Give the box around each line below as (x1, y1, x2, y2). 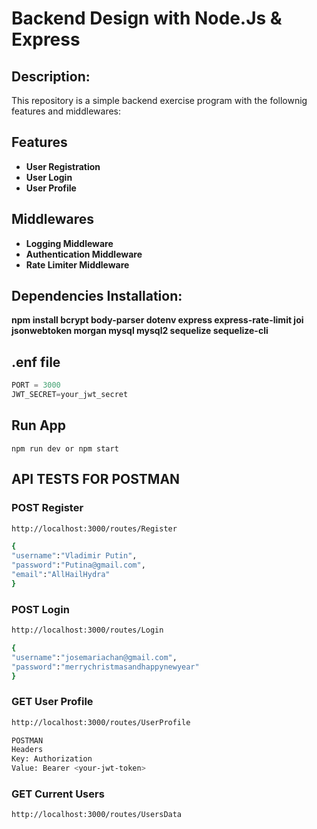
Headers (11, 745, 44, 755)
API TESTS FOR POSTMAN (11, 471, 181, 488)
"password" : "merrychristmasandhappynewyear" (11, 662, 200, 672)
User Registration (25, 160, 101, 172)
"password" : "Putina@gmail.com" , (11, 560, 146, 571)
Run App (11, 417, 67, 434)
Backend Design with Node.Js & (11, 7, 283, 30)
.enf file (11, 353, 61, 371)
